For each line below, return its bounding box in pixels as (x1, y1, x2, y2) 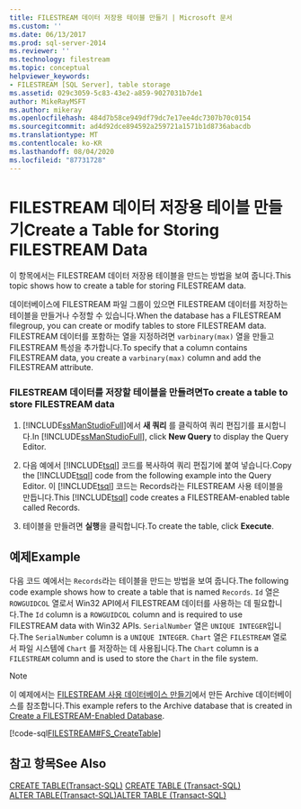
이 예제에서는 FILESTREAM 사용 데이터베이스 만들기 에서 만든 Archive (9, 688, 254, 699)
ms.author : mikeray (9, 105, 83, 114)
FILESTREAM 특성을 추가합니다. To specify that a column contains (9, 342, 248, 353)
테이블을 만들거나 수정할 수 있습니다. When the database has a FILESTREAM (9, 310, 281, 321)
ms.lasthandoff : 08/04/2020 (9, 147, 115, 156)
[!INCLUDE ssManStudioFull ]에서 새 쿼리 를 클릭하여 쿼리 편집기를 (22, 420, 256, 431)
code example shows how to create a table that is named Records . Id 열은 (9, 586, 280, 597)
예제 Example (9, 550, 81, 565)
